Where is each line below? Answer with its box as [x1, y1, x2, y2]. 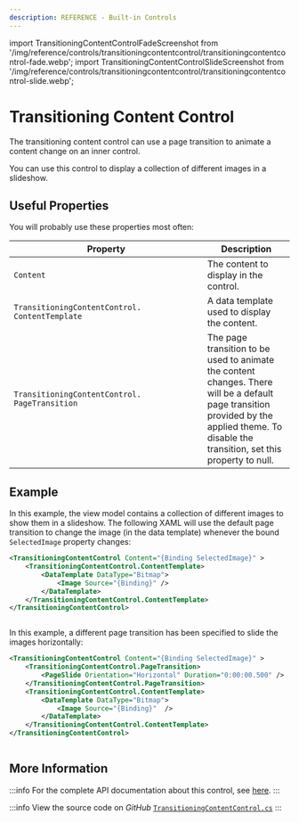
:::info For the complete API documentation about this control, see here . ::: [9, 785, 280, 795]
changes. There [207, 376, 273, 389]
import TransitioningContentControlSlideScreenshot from [75, 56, 285, 67]
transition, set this [207, 443, 282, 456]
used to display [207, 306, 271, 318]
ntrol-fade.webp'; [9, 56, 74, 67]
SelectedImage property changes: [9, 537, 132, 547]
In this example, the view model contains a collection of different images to [9, 508, 284, 519]
